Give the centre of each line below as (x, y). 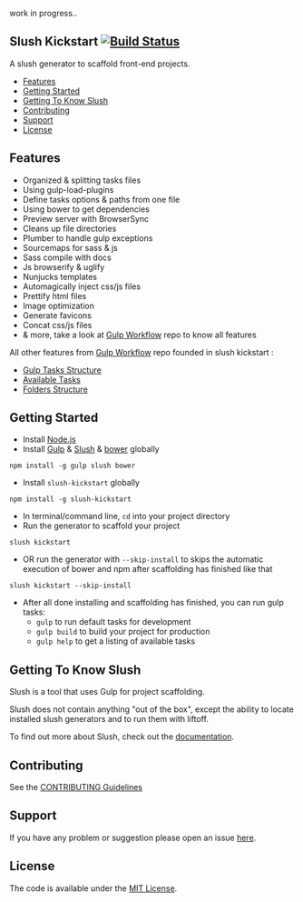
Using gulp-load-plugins (68, 189)
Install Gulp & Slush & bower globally (91, 449)
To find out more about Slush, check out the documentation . (122, 737)
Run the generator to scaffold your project (101, 526)
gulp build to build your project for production (123, 632)
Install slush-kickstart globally (81, 483)
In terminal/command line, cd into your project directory (126, 516)
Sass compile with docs (67, 257)
